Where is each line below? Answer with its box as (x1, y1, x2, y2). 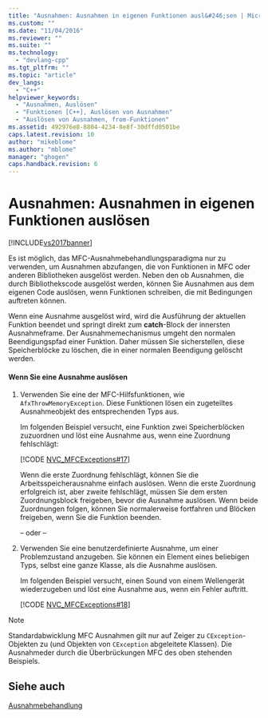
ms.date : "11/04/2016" (8, 26, 84, 34)
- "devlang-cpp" (15, 57, 69, 65)
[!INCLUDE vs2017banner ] (8, 238, 93, 248)
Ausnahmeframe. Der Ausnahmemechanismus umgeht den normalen (8, 328, 236, 338)
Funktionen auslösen (8, 212, 150, 230)
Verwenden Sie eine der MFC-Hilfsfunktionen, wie (19, 390, 185, 399)
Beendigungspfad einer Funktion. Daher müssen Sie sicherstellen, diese (8, 337, 245, 347)
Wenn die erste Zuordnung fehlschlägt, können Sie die (19, 470, 199, 480)
